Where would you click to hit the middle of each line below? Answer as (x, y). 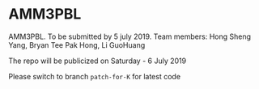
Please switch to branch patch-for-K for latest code (94, 76)
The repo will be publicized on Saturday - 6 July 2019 (98, 61)
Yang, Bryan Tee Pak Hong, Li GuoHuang (77, 44)
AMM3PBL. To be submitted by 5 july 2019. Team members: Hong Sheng (130, 36)
